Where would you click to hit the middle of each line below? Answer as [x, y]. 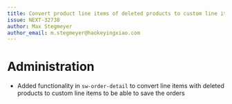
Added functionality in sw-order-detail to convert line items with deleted [120, 86]
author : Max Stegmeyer [40, 26]
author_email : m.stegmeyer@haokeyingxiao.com [74, 33]
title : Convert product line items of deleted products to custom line [112, 13]
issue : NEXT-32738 [33, 20]
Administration [51, 67]
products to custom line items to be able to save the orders [101, 93]
